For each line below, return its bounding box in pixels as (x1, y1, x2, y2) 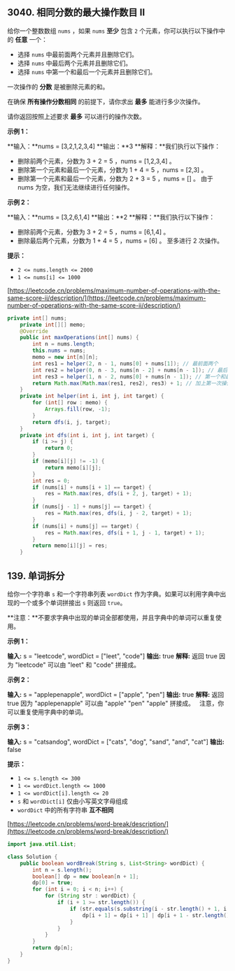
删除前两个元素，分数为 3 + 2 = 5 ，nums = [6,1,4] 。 (17, 227, 170, 236)
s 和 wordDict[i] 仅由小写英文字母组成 (17, 797, 128, 805)
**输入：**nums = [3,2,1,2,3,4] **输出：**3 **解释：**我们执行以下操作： (7, 142, 221, 150)
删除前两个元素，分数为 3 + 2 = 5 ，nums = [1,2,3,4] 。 (17, 157, 176, 165)
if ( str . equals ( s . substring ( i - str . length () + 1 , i (69, 905, 227, 912)
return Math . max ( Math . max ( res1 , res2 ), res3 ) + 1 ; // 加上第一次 (32, 380, 222, 387)
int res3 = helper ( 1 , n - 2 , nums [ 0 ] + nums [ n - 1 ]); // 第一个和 (32, 373, 226, 380)
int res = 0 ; (32, 477, 71, 484)
